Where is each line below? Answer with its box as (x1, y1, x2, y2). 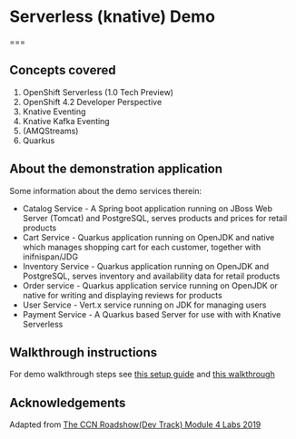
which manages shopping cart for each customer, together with (22, 241, 261, 252)
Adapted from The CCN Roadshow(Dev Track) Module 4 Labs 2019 (9, 419, 261, 430)
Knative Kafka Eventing (22, 115, 111, 126)
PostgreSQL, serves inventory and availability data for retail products (22, 270, 281, 281)
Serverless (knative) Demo (9, 6, 216, 27)
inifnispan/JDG (22, 251, 79, 262)
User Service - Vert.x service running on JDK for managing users (22, 299, 267, 310)
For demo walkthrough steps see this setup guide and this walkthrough (9, 369, 275, 380)
